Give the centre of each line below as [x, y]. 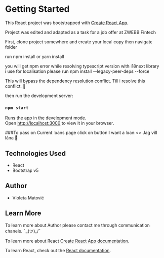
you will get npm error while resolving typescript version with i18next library [82, 66]
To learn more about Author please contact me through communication [77, 225]
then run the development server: [39, 96]
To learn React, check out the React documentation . [58, 250]
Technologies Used [35, 153]
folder [11, 47]
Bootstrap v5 [25, 170]
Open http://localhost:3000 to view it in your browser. [60, 123]
